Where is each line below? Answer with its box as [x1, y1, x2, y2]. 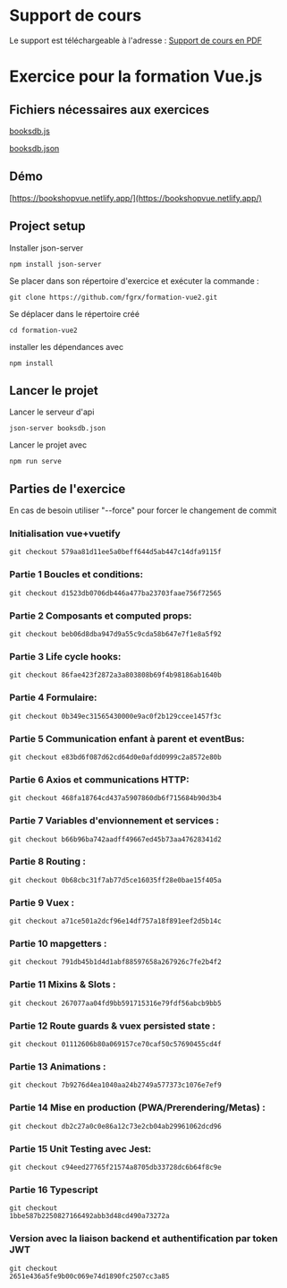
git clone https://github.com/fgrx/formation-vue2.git [9, 293, 218, 302]
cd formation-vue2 [9, 326, 78, 335]
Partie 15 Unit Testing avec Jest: [9, 1142, 152, 1155]
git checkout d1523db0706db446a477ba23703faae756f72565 [9, 588, 222, 598]
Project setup [9, 218, 87, 234]
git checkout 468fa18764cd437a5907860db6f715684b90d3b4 [9, 794, 222, 803]
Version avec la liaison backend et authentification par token [9, 1233, 279, 1245]
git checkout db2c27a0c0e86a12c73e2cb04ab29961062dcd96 [9, 1122, 222, 1130]
